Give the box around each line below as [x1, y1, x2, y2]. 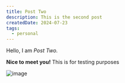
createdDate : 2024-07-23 [6, 20, 68, 25]
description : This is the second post [6, 14, 102, 20]
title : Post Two [6, 8, 46, 15]
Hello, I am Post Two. [6, 47, 58, 54]
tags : [6, 25, 20, 31]
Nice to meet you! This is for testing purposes [6, 59, 120, 66]
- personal [11, 31, 39, 37]
